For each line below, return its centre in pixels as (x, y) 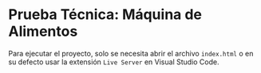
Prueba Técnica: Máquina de (105, 15)
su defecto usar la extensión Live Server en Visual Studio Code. (114, 62)
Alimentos (43, 31)
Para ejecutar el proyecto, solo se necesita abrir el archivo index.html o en (131, 53)
